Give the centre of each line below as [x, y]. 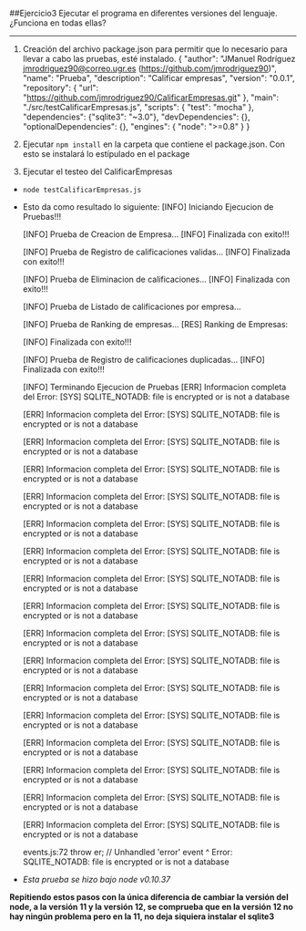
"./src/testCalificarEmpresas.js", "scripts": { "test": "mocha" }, [138, 107]
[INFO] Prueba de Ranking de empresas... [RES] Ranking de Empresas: [155, 324]
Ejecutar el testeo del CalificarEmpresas [97, 171]
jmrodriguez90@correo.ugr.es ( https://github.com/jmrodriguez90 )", [150, 68]
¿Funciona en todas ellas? [58, 23]
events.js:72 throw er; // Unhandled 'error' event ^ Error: [127, 852]
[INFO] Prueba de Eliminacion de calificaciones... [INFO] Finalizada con [156, 279]
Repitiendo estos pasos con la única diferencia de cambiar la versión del [149, 897]
